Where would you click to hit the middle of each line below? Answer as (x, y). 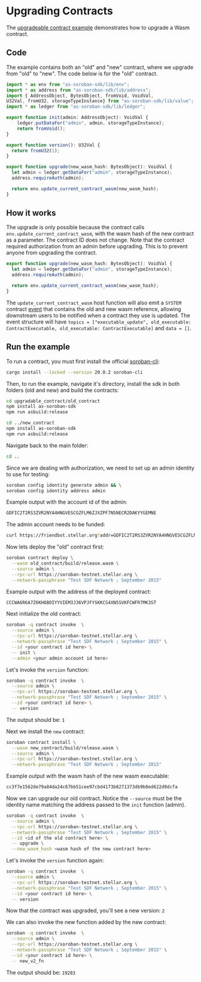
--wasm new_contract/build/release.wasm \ (65, 748)
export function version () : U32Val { (53, 145)
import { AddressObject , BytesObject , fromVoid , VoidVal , (80, 96)
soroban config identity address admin (56, 491)
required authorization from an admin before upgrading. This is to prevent (97, 246)
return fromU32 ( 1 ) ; (36, 151)
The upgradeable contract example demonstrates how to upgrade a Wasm (98, 28)
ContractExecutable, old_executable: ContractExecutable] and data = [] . (99, 328)
